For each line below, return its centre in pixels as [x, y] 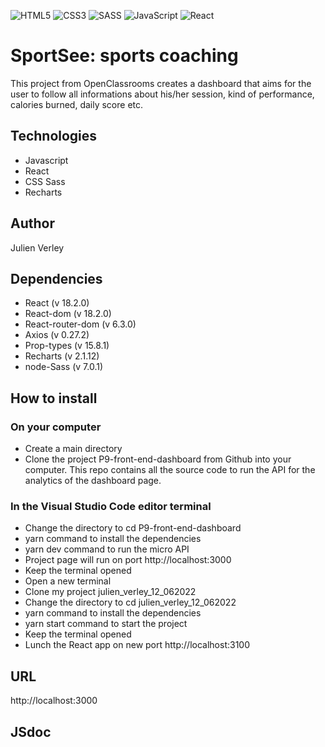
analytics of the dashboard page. [93, 481]
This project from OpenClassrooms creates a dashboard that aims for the [161, 83]
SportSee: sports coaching [124, 56]
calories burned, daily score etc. [77, 104]
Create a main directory [73, 449]
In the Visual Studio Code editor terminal [111, 506]
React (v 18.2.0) [57, 303]
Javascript [46, 160]
